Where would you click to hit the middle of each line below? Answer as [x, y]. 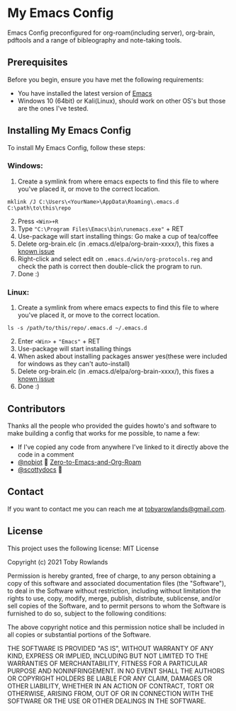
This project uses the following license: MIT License [83, 548]
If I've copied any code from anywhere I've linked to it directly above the [123, 447]
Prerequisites [38, 63]
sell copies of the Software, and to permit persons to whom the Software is [117, 605]
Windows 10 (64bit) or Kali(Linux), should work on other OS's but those [122, 101]
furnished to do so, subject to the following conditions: [87, 613]
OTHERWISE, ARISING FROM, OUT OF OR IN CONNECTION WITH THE [111, 693]
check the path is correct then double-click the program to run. [110, 266]
